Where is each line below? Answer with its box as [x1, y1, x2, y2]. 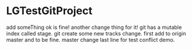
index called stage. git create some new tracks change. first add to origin [6, 30, 187, 37]
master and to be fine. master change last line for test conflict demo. [6, 36, 175, 43]
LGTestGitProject [6, 4, 93, 18]
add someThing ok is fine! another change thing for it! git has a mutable [6, 24, 182, 31]
